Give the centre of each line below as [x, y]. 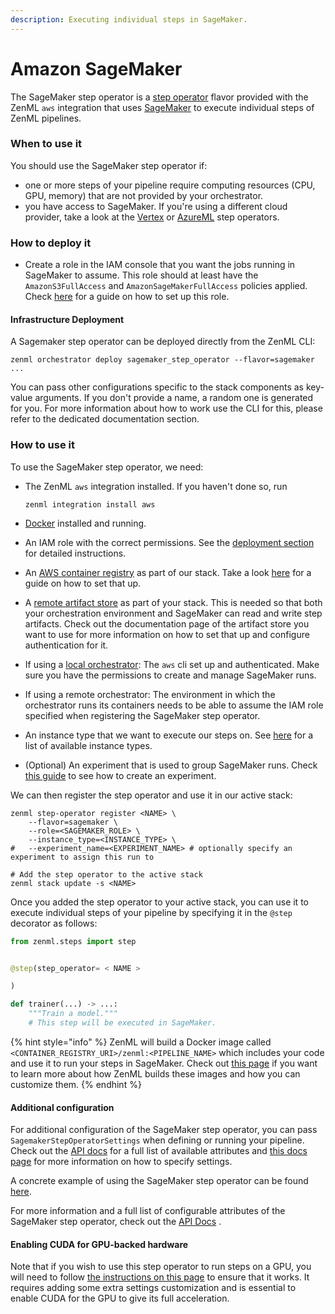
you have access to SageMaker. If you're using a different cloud [156, 206]
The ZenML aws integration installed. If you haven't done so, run [156, 486]
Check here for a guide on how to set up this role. [127, 297]
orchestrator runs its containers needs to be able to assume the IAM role [174, 705]
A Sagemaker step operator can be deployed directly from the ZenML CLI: [163, 342]
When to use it [46, 144]
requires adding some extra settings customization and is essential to [153, 1288]
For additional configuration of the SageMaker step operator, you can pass [164, 1130]
